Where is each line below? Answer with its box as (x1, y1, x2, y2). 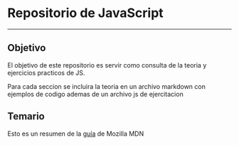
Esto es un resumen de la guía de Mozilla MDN (7, 129, 144, 138)
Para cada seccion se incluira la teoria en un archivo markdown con (7, 82, 206, 90)
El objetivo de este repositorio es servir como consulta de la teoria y (7, 60, 207, 69)
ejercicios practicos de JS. (7, 68, 85, 77)
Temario (7, 110, 45, 122)
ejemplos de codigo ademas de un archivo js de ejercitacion (7, 90, 184, 98)
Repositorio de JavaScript (7, 5, 164, 21)
